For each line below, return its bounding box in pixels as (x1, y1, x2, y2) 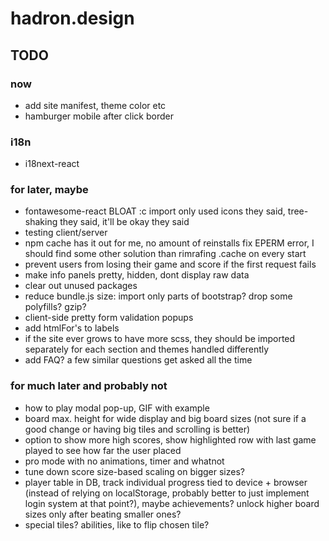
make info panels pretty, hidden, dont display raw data (24, 269, 250, 281)
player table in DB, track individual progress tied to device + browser (24, 476, 308, 488)
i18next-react (24, 158, 80, 170)
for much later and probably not (10, 379, 168, 393)
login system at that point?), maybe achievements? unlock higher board (24, 497, 320, 509)
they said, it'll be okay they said (59, 216, 190, 228)
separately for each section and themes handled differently (24, 343, 270, 356)
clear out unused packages (24, 280, 138, 292)
